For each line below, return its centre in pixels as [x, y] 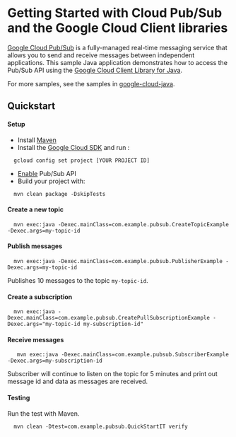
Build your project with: [51, 181]
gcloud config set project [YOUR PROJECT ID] [82, 161]
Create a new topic [35, 209]
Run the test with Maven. [43, 413]
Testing [19, 397]
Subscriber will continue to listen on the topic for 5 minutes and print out [112, 374]
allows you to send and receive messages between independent [101, 55]
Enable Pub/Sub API [47, 173]
